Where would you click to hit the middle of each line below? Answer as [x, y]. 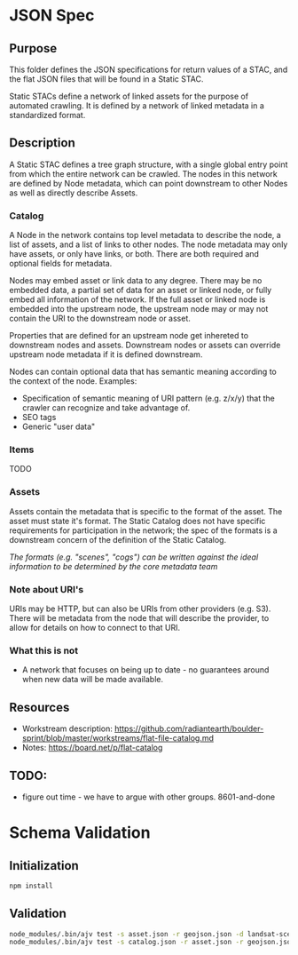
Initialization [44, 866]
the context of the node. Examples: [73, 381]
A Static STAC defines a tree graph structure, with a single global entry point [149, 164]
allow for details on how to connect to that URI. [94, 628]
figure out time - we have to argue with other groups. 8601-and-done [149, 797]
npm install [31, 886]
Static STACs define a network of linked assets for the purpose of [129, 96]
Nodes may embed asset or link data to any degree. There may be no [136, 281]
